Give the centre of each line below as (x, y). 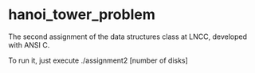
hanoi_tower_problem (82, 15)
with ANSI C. (29, 44)
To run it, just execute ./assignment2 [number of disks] (98, 60)
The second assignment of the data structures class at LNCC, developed (128, 36)
